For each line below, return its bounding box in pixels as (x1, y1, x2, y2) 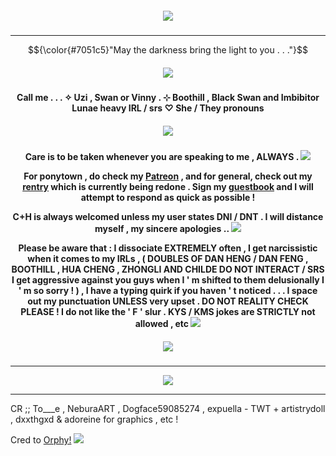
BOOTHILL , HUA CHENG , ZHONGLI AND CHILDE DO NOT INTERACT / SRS (11, 263, 325, 275)
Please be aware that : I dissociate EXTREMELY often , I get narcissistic (18, 242, 318, 254)
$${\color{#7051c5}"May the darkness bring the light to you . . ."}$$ (28, 43, 308, 56)
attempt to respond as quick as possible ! (80, 191, 256, 203)
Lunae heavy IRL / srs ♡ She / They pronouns (71, 102, 265, 114)
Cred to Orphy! (10, 433, 72, 446)
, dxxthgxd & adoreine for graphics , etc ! (10, 413, 179, 425)
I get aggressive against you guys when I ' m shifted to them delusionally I (11, 273, 325, 286)
